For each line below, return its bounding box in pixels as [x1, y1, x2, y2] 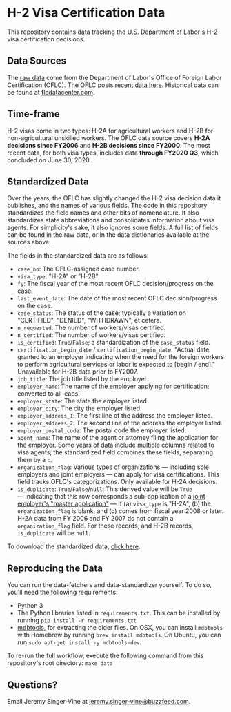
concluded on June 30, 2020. [7, 155, 92, 164]
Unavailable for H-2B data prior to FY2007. [17, 367, 139, 376]
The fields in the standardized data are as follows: [7, 251, 149, 260]
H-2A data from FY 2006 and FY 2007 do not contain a [17, 514, 174, 523]
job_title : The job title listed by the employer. [17, 375, 148, 383]
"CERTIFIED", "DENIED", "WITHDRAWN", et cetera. [17, 316, 162, 325]
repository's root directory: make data [7, 659, 113, 667]
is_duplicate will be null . [17, 529, 91, 537]
